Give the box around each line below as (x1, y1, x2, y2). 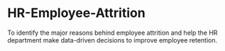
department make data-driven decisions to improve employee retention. (7, 35, 218, 44)
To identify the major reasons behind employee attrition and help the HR (7, 28, 218, 37)
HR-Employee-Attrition (7, 5, 146, 21)
